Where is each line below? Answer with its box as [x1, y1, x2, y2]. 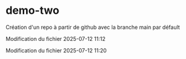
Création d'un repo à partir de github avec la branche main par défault [5, 23, 181, 31]
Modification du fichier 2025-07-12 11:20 [5, 46, 107, 54]
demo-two [5, 4, 60, 17]
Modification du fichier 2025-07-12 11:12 [5, 35, 106, 42]
